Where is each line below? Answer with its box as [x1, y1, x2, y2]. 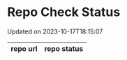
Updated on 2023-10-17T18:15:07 [7, 27, 103, 36]
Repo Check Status [7, 4, 121, 20]
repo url [10, 43, 38, 53]
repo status [44, 43, 84, 53]
